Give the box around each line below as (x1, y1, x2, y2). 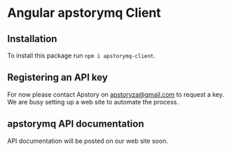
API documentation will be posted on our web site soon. (7, 137, 169, 145)
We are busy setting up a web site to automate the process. (7, 97, 179, 106)
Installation (7, 33, 57, 45)
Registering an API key (7, 71, 108, 83)
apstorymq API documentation (7, 118, 145, 130)
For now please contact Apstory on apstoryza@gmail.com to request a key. (7, 90, 225, 99)
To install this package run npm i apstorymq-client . (7, 51, 156, 60)
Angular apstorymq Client (7, 5, 161, 21)
